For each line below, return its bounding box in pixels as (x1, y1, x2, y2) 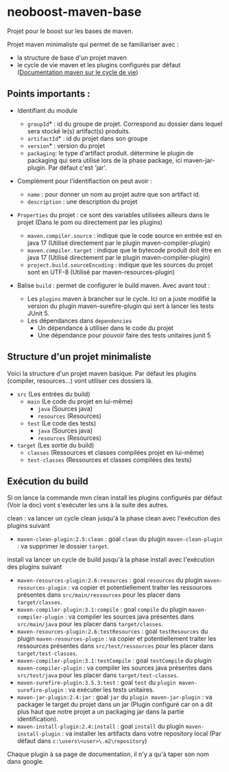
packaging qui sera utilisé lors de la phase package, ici (27, 156, 182, 164)
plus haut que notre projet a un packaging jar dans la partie (16, 707, 184, 716)
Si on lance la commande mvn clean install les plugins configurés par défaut (7, 494, 223, 502)
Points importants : (7, 88, 91, 100)
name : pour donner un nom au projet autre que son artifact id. (27, 190, 201, 198)
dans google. (7, 758, 45, 766)
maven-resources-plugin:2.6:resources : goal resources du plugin (16, 576, 203, 584)
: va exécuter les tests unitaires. (64, 685, 155, 694)
